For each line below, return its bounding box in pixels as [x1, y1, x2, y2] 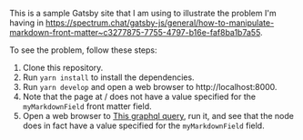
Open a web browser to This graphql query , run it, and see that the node [22, 111, 294, 121]
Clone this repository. [22, 63, 104, 73]
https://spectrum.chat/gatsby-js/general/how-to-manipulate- [45, 17, 275, 28]
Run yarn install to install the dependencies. [22, 72, 195, 83]
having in [9, 17, 44, 28]
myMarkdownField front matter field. [22, 101, 152, 112]
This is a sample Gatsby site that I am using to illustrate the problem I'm [9, 8, 277, 18]
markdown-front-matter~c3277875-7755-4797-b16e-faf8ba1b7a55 [9, 27, 261, 37]
